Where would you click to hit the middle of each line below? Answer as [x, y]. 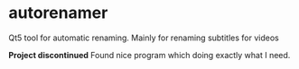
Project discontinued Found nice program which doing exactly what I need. [149, 55]
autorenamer [58, 13]
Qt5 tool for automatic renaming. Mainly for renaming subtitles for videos [144, 38]
